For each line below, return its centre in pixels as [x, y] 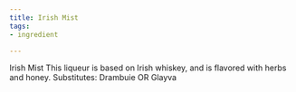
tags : [19, 26]
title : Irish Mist [44, 18]
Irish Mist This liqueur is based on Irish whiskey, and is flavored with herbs [148, 68]
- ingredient [34, 34]
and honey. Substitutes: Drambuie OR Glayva [93, 78]
